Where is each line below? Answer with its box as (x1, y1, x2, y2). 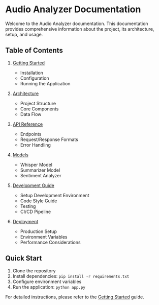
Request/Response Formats (20, 136, 79, 143)
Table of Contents (5, 46, 63, 55)
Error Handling (20, 142, 51, 148)
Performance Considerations (20, 239, 81, 245)
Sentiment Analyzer (20, 172, 62, 178)
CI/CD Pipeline (20, 208, 51, 215)
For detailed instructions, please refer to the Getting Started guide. (5, 294, 144, 300)
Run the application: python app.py (12, 284, 85, 290)
